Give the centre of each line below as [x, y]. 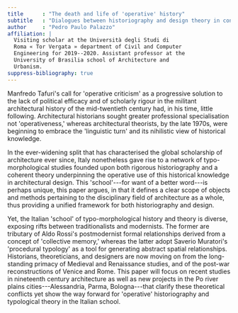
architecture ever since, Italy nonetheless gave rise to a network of [105, 159]
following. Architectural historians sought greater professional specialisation [118, 116]
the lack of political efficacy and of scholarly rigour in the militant [102, 101]
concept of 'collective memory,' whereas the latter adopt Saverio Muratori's [118, 241]
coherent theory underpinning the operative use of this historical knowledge [119, 175]
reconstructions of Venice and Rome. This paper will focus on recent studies [119, 271]
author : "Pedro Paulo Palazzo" [61, 27]
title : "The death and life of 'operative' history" [96, 14]
